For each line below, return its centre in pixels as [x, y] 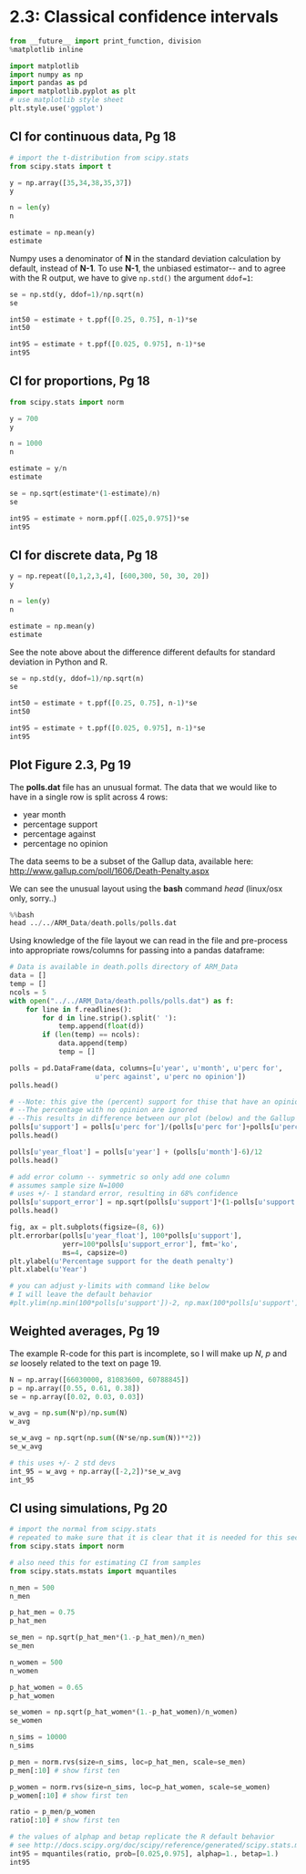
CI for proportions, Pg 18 [80, 381]
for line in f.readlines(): [79, 1009]
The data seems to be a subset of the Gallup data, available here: [132, 861]
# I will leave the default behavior [81, 1295]
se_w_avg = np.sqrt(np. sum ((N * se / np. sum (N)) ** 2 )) [106, 1438]
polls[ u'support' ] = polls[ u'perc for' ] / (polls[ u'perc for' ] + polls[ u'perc [154, 1127]
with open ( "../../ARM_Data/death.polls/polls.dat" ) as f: [122, 1001]
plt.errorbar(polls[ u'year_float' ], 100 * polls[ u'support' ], [126, 1236]
